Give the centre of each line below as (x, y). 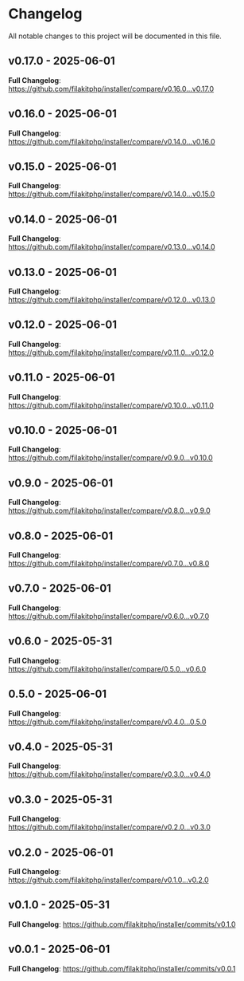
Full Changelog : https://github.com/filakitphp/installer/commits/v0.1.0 (122, 924)
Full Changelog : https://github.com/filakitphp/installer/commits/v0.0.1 (122, 968)
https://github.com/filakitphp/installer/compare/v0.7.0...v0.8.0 (109, 564)
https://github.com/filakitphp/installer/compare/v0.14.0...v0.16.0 (112, 141)
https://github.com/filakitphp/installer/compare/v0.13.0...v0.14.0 (112, 247)
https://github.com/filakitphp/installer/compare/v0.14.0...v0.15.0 (112, 194)
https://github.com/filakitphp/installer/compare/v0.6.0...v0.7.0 (109, 616)
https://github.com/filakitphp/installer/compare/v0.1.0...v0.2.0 (108, 880)
